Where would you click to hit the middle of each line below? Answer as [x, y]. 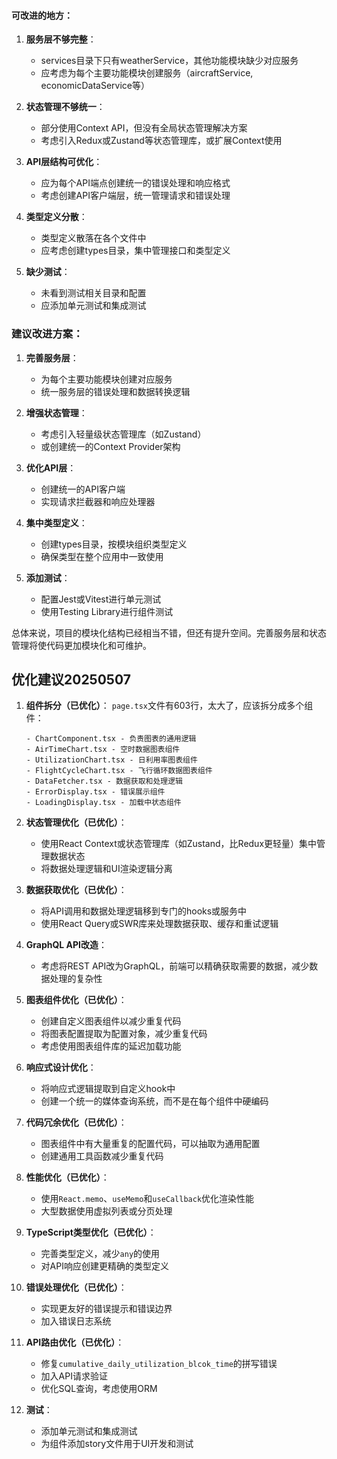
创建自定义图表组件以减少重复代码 [111, 1021]
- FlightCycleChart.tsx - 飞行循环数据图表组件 [119, 771]
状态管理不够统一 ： [65, 107]
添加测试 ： [48, 577]
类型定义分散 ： [56, 217]
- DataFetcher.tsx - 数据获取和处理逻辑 [104, 781]
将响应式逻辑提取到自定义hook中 [108, 1089]
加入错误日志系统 [76, 1321]
